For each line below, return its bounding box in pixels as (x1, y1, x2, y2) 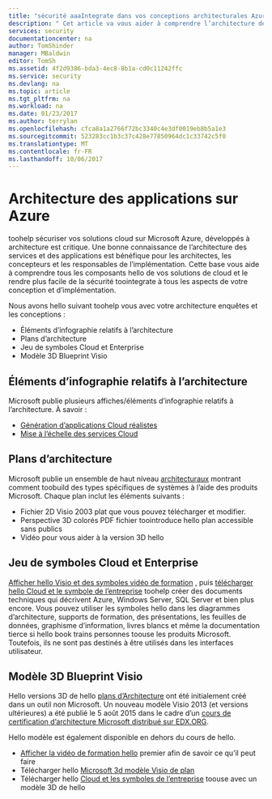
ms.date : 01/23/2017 (8, 110, 79, 118)
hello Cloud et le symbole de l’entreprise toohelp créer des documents (8, 586, 243, 596)
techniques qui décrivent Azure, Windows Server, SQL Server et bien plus (8, 594, 255, 604)
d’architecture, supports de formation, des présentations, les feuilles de (8, 612, 247, 622)
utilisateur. (8, 646, 43, 656)
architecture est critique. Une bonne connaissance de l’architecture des (8, 242, 247, 252)
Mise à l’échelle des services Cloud (19, 429, 138, 438)
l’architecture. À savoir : (8, 405, 87, 414)
